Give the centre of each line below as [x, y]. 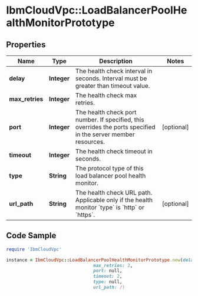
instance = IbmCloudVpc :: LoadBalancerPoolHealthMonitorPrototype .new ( [95, 260]
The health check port [106, 112]
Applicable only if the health [114, 200]
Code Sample [31, 236]
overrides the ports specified [115, 127]
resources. [90, 142]
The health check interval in [114, 71]
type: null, [108, 282]
